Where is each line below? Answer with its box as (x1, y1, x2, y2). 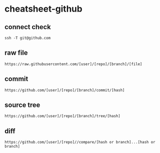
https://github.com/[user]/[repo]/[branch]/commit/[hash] (4, 87, 125, 93)
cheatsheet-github (4, 3, 82, 15)
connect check (4, 23, 51, 31)
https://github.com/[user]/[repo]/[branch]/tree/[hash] (4, 114, 120, 119)
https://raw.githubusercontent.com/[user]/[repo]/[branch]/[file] (4, 62, 142, 67)
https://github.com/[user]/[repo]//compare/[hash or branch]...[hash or (4, 140, 156, 145)
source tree (4, 101, 40, 109)
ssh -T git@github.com (4, 35, 51, 40)
